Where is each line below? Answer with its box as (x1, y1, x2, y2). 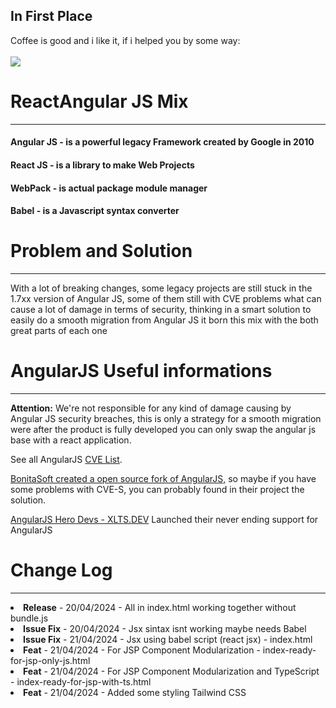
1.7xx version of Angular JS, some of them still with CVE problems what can (10, 293, 322, 305)
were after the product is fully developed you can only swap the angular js (10, 424, 317, 435)
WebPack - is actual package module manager (10, 182, 208, 194)
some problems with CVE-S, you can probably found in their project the (10, 484, 305, 495)
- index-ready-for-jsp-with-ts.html (10, 675, 152, 688)
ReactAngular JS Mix (10, 90, 189, 113)
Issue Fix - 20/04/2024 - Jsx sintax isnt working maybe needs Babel (23, 622, 307, 634)
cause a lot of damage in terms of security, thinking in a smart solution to (10, 304, 312, 316)
